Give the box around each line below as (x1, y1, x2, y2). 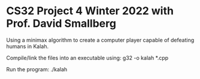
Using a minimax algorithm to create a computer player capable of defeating (6, 36, 195, 43)
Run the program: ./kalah (6, 65, 68, 72)
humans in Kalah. (6, 43, 49, 50)
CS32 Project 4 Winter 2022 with (6, 4, 174, 18)
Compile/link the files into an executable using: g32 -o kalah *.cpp (6, 54, 169, 61)
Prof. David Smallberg (6, 17, 117, 30)
